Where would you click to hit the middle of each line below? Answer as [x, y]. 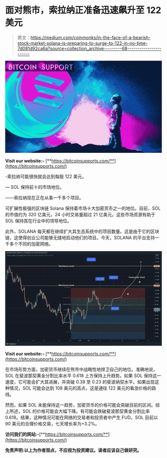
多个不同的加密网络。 [31, 244]
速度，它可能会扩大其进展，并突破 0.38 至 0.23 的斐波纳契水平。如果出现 [80, 382]
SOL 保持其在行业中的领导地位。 [39, 221]
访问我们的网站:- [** [25, 434]
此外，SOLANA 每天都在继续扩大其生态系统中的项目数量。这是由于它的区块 [82, 231]
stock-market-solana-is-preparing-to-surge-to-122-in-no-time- [83, 43]
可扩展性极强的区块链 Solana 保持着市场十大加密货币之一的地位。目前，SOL [83, 208]
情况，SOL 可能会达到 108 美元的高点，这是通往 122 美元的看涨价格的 [81, 388]
